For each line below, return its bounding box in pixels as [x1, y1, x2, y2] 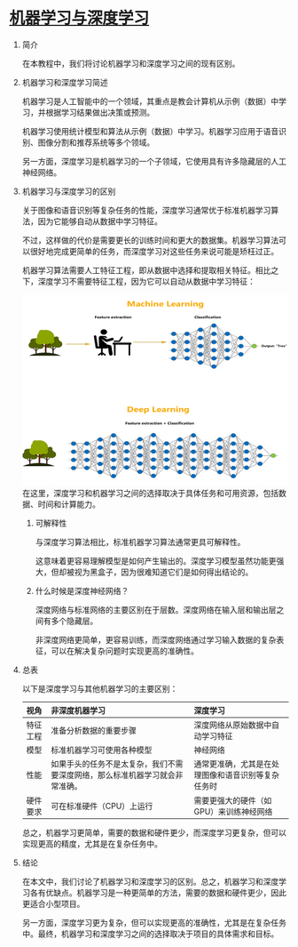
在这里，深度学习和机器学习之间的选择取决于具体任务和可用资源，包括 [21, 488, 279, 499]
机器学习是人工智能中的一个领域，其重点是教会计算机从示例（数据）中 [21, 95, 279, 107]
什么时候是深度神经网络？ [35, 586, 129, 597]
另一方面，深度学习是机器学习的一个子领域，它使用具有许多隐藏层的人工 [21, 156, 286, 166]
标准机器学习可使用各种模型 [51, 744, 153, 756]
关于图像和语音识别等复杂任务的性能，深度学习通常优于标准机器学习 [21, 205, 271, 215]
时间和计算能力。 [37, 499, 100, 510]
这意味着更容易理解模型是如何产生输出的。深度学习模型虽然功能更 [35, 556, 277, 566]
